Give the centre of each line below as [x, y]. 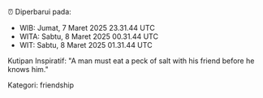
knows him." [28, 69]
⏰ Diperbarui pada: [40, 12]
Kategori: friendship [41, 85]
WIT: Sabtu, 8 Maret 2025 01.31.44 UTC [86, 45]
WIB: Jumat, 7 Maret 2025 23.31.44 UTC [87, 28]
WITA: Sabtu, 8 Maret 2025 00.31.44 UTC [89, 36]
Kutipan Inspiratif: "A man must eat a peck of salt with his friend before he [131, 61]
